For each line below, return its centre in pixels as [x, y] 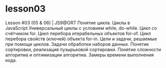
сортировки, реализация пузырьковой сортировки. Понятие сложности [83, 49]
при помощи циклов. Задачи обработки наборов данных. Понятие [77, 44]
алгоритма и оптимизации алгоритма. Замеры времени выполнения [80, 55]
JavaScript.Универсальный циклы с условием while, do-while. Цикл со [81, 28]
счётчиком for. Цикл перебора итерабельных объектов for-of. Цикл [78, 33]
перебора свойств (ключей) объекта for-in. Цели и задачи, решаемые [81, 39]
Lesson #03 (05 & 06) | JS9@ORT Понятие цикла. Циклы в [68, 23]
